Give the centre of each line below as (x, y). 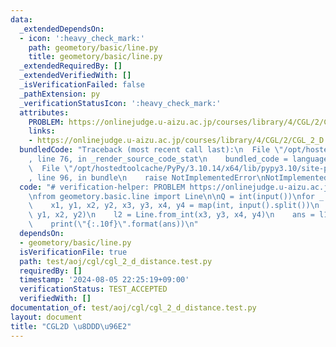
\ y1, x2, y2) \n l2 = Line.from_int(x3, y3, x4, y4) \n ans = (171, 215)
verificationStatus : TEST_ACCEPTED (93, 289)
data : (21, 19)
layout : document (46, 317)
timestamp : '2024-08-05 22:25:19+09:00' (104, 280)
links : (42, 131)
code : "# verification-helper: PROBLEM (102, 187)
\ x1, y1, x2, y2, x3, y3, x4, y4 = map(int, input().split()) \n (174, 206)
